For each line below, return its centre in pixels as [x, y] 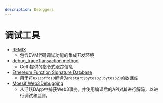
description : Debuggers [30, 10]
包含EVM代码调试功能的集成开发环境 [57, 55]
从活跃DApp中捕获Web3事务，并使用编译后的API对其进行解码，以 [87, 89]
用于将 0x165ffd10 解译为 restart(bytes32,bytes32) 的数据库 [79, 78]
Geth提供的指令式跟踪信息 [46, 66]
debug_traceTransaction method [45, 61]
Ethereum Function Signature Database [52, 72]
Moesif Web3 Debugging [38, 83]
